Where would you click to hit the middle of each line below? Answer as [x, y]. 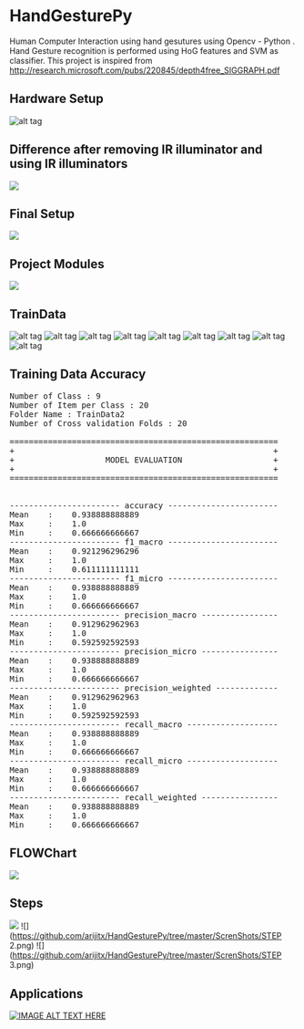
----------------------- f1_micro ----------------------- [144, 578]
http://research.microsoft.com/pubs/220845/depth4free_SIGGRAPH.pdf [145, 70]
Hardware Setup [56, 99]
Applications [46, 994]
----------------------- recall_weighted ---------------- [144, 797]
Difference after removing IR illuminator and [136, 150]
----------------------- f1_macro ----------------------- [144, 542]
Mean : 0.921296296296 [74, 551]
